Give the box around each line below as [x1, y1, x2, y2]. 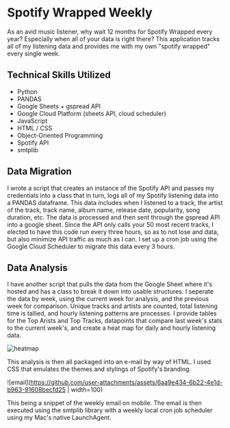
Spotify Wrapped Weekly [7, 5, 153, 21]
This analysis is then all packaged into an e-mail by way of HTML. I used [7, 358, 211, 366]
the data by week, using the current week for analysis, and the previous [7, 295, 209, 303]
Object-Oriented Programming [16, 131, 103, 139]
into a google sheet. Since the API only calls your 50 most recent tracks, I [7, 220, 214, 228]
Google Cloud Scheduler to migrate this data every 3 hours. [7, 242, 175, 250]
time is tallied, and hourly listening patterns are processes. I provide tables [7, 309, 217, 318]
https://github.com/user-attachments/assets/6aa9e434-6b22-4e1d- [30, 379, 223, 387]
